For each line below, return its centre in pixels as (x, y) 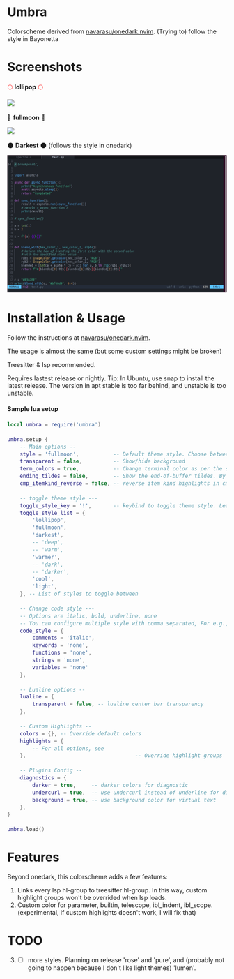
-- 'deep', (48, 543)
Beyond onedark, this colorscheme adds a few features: (88, 876)
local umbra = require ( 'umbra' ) (54, 425)
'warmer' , (46, 557)
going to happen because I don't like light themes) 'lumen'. (112, 968)
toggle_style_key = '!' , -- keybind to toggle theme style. (118, 506)
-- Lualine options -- (53, 689)
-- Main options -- (48, 447)
